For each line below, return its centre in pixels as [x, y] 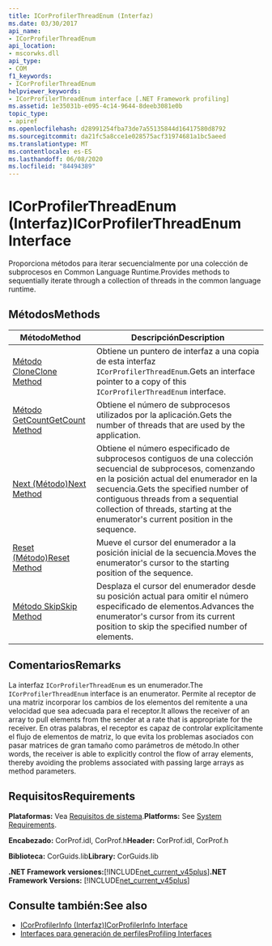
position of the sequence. [144, 573]
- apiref [23, 121]
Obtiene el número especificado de [163, 448]
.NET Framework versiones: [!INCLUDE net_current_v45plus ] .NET [117, 871]
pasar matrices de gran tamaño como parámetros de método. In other [124, 745]
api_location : [32, 46]
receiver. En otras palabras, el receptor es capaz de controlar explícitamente [136, 728]
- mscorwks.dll [34, 53]
